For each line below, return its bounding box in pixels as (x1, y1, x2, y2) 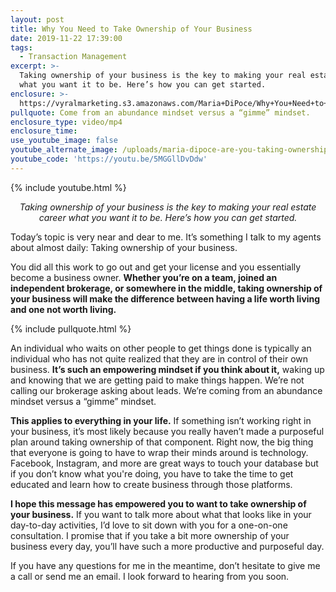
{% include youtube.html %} (10, 181, 127, 193)
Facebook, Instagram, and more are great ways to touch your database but (10, 457, 319, 469)
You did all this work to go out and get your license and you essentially (10, 261, 302, 273)
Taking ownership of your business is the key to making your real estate (19, 201, 317, 213)
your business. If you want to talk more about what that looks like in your (10, 508, 312, 520)
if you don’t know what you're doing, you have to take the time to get (10, 467, 294, 480)
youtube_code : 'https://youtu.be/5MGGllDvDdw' (10, 154, 208, 164)
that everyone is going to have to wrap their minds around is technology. (10, 446, 309, 458)
